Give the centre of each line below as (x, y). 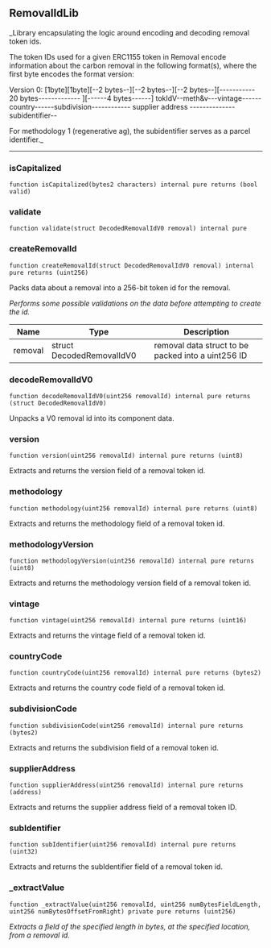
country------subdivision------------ (70, 106)
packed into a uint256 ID (201, 355)
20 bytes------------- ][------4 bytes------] (82, 98)
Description (206, 331)
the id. (20, 312)
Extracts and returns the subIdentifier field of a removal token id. (116, 867)
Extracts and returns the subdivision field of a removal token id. (114, 747)
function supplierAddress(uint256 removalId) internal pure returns (126, 785)
